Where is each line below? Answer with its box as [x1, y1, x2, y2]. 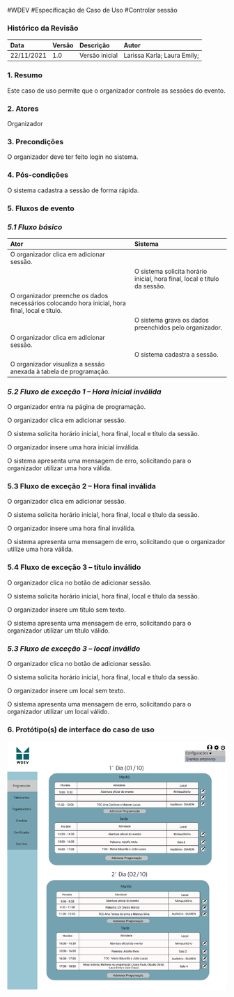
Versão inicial [79, 52, 118, 60]
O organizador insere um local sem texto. [7, 686, 125, 695]
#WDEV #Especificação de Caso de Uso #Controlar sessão [7, 6, 178, 14]
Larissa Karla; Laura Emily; [123, 52, 200, 60]
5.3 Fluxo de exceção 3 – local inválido [7, 644, 141, 654]
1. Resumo [7, 70, 43, 80]
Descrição [79, 41, 110, 49]
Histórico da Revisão [7, 23, 79, 33]
